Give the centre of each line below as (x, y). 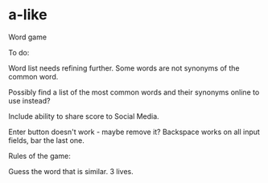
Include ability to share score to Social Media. (84, 116)
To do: (19, 52)
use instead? (29, 100)
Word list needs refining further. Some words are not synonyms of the (124, 68)
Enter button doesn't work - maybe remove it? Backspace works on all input (134, 132)
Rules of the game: (39, 156)
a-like (28, 15)
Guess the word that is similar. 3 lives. (71, 171)
